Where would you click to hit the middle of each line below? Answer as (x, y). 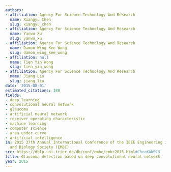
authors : (15, 10)
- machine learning (26, 123)
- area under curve (26, 133)
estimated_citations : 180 (33, 90)
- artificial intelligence (34, 138)
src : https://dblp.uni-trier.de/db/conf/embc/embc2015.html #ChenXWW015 (83, 152)
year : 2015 (17, 161)
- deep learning (22, 100)
